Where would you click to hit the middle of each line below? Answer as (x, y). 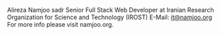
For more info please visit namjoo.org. (61, 24)
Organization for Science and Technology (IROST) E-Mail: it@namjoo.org (109, 17)
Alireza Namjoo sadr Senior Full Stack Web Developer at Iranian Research (110, 10)
